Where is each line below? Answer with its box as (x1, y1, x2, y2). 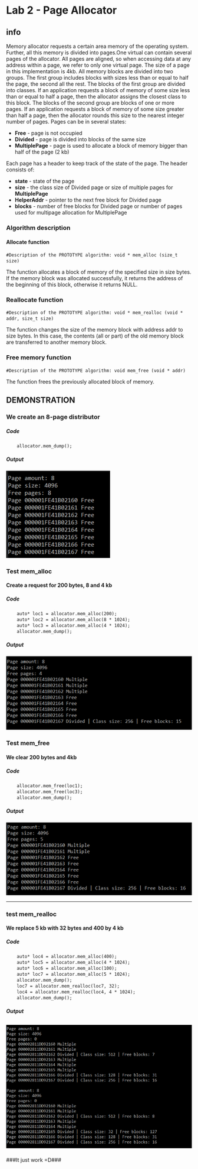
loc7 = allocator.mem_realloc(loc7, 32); (16, 983, 120, 989)
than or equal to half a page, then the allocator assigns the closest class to (6, 93, 187, 100)
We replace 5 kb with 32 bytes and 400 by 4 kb (6, 924, 124, 931)
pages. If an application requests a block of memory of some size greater (6, 106, 184, 112)
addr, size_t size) (6, 316, 54, 322)
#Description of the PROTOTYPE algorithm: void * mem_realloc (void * (6, 310, 183, 316)
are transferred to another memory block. (6, 339, 107, 346)
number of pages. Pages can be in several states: (6, 118, 127, 125)
